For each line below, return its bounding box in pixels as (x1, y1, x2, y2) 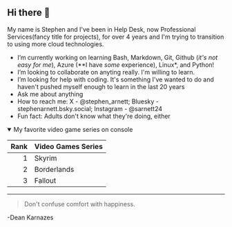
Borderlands (34, 164, 75, 174)
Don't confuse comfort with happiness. (23, 199, 136, 208)
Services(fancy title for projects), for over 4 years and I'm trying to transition (7, 32, 224, 41)
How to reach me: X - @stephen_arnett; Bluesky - (17, 97, 159, 106)
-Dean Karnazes (7, 213, 54, 221)
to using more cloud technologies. (7, 39, 104, 48)
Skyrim (34, 153, 57, 163)
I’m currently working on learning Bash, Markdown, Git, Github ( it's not (17, 53, 218, 61)
